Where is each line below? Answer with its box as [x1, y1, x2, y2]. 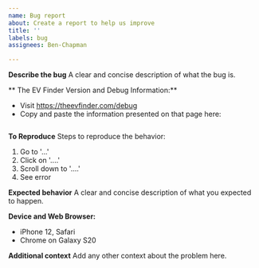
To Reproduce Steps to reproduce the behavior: [8, 132, 166, 142]
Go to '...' [19, 147, 49, 157]
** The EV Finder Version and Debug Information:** [8, 85, 178, 95]
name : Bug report [8, 11, 66, 20]
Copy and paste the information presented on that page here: [19, 109, 222, 119]
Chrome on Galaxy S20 [19, 235, 97, 245]
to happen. [8, 196, 44, 206]
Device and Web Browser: [8, 212, 96, 221]
